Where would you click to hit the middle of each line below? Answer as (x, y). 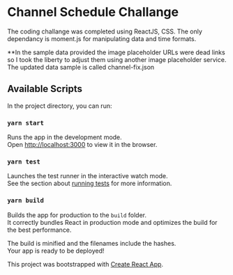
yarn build (25, 201)
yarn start (25, 123)
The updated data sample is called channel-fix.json (81, 67)
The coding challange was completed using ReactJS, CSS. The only (105, 31)
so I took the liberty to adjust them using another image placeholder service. (117, 59)
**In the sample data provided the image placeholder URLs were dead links (116, 52)
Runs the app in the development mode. (65, 137)
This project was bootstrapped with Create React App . (85, 264)
